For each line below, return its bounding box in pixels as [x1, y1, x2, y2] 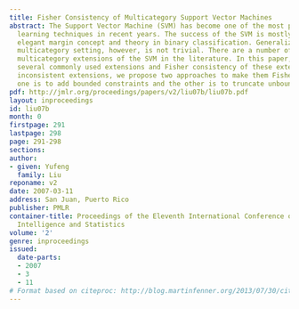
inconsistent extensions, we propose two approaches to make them [17, 71, 269, 80]
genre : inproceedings [9, 237, 90, 246]
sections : [9, 145, 46, 154]
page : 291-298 [9, 137, 62, 146]
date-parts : [17, 253, 62, 263]
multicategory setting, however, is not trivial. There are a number [17, 46, 280, 55]
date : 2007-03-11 [9, 187, 74, 196]
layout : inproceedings [9, 95, 93, 105]
